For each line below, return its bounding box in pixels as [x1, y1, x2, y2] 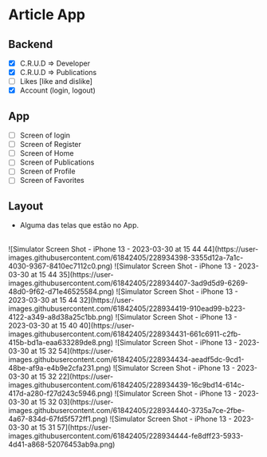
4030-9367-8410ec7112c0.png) [8, 261, 113, 271]
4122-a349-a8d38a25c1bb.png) [8, 312, 114, 322]
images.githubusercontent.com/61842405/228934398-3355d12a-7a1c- [8, 253, 244, 263]
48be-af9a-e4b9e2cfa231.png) [8, 364, 112, 373]
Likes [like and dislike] [19, 77, 93, 86]
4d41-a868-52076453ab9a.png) [8, 439, 116, 449]
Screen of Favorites [19, 176, 85, 185]
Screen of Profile [19, 166, 76, 177]
